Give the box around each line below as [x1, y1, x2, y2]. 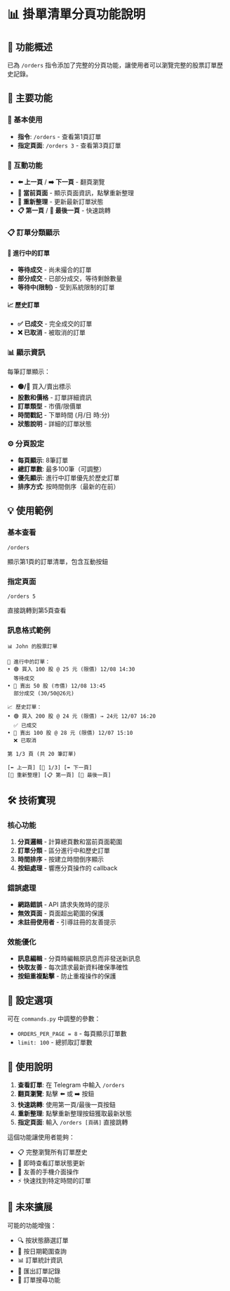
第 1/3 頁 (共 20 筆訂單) [7, 751, 77, 758]
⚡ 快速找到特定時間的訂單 [17, 1177, 91, 1185]
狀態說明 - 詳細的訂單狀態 [17, 419, 93, 428]
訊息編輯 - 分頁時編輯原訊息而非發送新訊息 [17, 955, 142, 963]
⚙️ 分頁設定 [7, 438, 44, 448]
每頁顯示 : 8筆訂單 [17, 456, 69, 464]
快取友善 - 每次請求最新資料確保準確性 [17, 963, 129, 971]
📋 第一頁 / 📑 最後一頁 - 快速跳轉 [17, 206, 111, 214]
